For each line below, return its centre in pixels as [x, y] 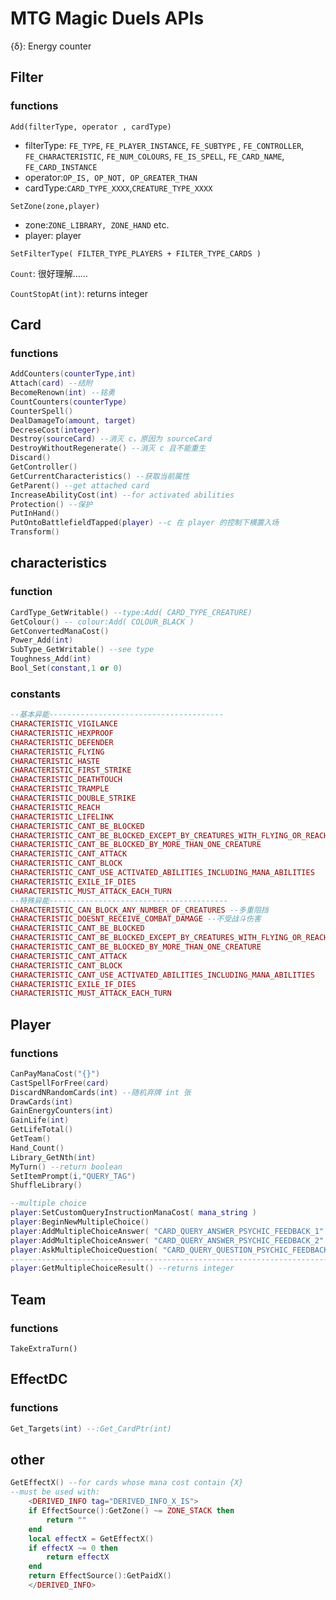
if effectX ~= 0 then [73, 1548]
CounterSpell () [42, 411]
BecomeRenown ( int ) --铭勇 [63, 393]
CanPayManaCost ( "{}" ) [55, 1073]
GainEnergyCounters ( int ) [62, 1111]
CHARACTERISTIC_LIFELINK [62, 817]
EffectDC [39, 1379]
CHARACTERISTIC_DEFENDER [62, 742]
